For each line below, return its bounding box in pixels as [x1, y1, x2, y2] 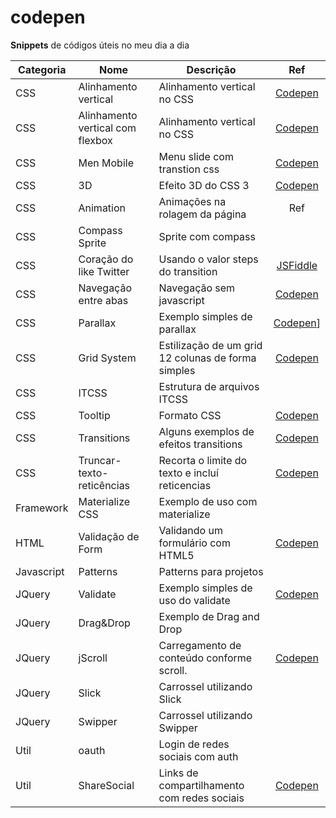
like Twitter [78, 264, 130, 278]
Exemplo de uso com [158, 494, 258, 508]
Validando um [158, 523, 223, 537]
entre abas [78, 293, 129, 307]
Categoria [18, 62, 67, 76]
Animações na [158, 194, 227, 208]
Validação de [78, 529, 140, 543]
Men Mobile [78, 156, 134, 170]
